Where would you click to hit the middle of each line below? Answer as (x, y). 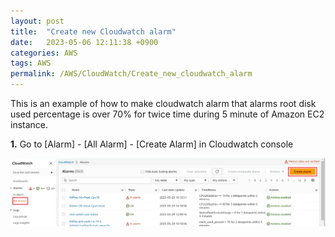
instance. (29, 124)
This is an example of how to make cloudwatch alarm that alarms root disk (163, 103)
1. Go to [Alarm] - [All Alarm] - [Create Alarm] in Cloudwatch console (152, 144)
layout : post (37, 21)
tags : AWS (31, 63)
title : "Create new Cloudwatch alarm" (93, 31)
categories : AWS (44, 53)
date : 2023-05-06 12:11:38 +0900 (84, 42)
